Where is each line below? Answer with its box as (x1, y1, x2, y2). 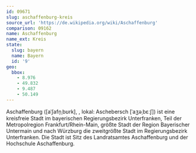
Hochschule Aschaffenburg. (6, 140, 75, 147)
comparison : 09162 (6, 25, 52, 31)
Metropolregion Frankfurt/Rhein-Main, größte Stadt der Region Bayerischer (6, 121, 190, 128)
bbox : (11, 69, 26, 75)
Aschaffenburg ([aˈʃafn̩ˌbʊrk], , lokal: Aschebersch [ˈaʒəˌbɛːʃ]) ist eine (6, 108, 175, 115)
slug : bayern (11, 47, 44, 53)
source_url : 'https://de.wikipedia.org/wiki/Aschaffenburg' (6, 20, 159, 26)
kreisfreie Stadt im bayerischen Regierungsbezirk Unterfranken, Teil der (6, 114, 182, 122)
